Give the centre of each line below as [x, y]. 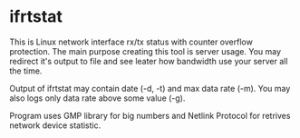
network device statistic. [55, 125]
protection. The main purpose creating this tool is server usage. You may [145, 51]
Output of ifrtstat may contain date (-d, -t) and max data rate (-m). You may [150, 88]
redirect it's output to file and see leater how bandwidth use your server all [149, 61]
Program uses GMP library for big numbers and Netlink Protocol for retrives [150, 115]
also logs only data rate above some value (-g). [97, 98]
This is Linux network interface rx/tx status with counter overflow [131, 42]
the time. [26, 71]
